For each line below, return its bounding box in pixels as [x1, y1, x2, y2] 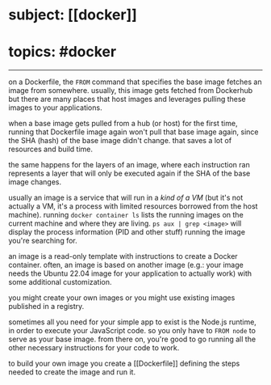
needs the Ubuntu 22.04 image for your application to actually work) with [8, 269, 252, 278]
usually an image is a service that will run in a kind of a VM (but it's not [8, 192, 244, 203]
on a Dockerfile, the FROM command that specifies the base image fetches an [8, 77, 262, 87]
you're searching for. [8, 236, 78, 246]
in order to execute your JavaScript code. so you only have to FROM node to [8, 326, 256, 336]
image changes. [8, 177, 62, 187]
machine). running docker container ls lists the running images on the [8, 210, 244, 220]
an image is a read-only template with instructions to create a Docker [8, 252, 238, 261]
